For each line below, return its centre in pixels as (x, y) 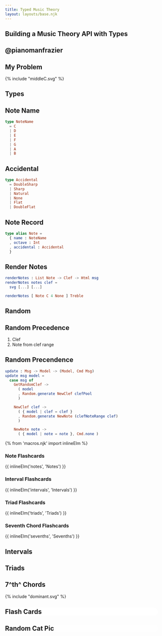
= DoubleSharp (24, 184)
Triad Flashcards (25, 502)
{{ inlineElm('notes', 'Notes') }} (36, 466)
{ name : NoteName (28, 238)
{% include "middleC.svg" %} (35, 79)
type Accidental (21, 180)
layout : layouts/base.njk (31, 14)
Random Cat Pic (30, 628)
